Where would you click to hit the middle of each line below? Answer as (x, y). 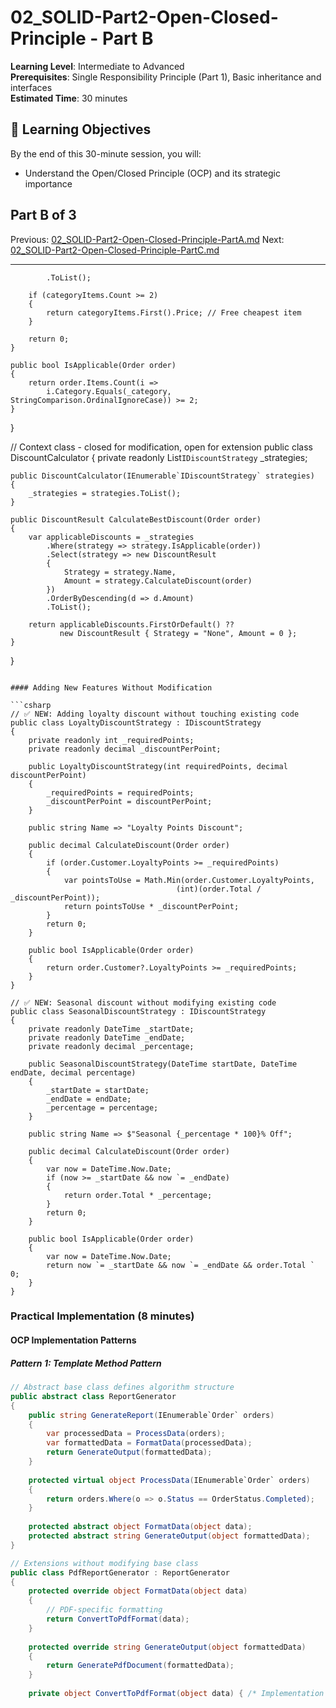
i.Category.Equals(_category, (109, 391)
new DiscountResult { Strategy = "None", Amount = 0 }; (178, 633)
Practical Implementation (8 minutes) (102, 1316)
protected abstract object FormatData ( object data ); (140, 1527)
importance (48, 183)
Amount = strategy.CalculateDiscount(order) (158, 581)
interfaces (31, 87)
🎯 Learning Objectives (81, 129)
